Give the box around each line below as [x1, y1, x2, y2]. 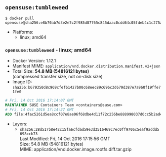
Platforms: [12, 29, 34, 35]
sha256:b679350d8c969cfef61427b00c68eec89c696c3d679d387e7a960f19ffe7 [12, 85, 161, 90]
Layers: [12, 121, 28, 127]
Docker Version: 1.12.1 [12, 58, 56, 64]
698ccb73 [19, 131, 38, 136]
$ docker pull [5, 16, 35, 21]
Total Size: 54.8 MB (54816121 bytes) [12, 68, 89, 74]
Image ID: [12, 79, 32, 85]
